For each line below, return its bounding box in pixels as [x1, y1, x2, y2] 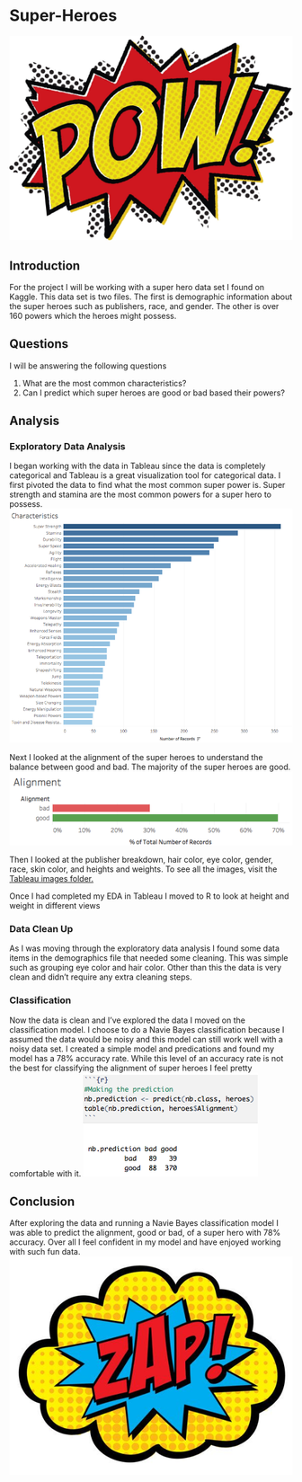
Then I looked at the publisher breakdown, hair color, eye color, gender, [9, 854, 274, 865]
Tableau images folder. [9, 873, 94, 883]
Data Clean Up [9, 922, 74, 935]
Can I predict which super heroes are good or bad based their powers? [22, 387, 286, 398]
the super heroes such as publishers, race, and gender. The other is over [9, 300, 280, 311]
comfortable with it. [9, 1167, 82, 1178]
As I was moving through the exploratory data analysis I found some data [9, 943, 280, 954]
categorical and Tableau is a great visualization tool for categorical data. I [9, 470, 281, 481]
